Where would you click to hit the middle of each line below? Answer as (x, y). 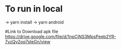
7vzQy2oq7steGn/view (28, 41)
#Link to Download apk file (32, 31)
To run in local (34, 9)
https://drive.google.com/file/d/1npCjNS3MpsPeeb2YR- (60, 37)
